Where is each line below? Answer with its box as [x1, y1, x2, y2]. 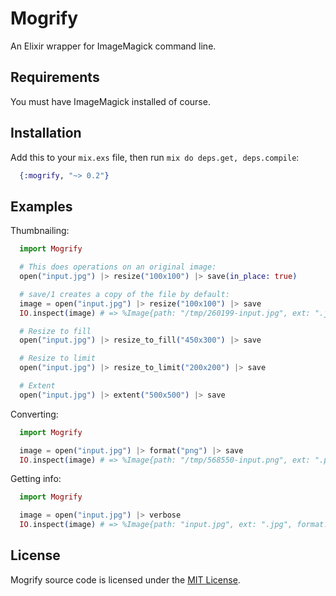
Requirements [10, 69, 100, 86]
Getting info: [10, 473, 62, 485]
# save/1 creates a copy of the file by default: [19, 289, 230, 299]
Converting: [10, 408, 59, 420]
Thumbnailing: [10, 225, 70, 237]
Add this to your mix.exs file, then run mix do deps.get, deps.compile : [10, 151, 300, 163]
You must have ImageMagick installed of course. [10, 95, 211, 107]
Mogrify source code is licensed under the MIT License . [10, 573, 241, 586]
